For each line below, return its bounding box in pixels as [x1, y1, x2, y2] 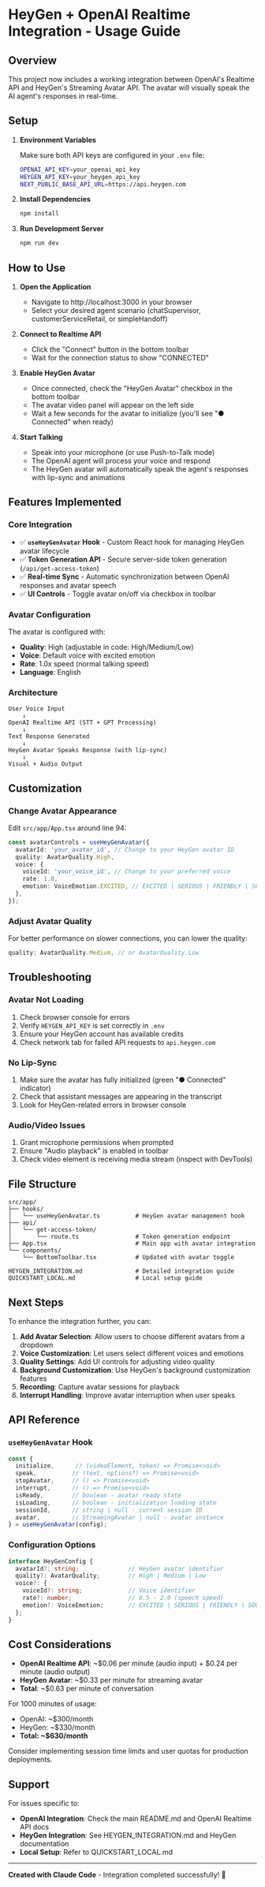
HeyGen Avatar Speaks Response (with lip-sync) [8, 747, 168, 755]
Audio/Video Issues [8, 1120, 86, 1131]
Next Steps [8, 1296, 64, 1309]
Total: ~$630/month [19, 1731, 88, 1740]
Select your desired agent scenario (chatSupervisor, [31, 306, 201, 315]
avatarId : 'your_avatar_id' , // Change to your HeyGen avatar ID [15, 845, 235, 853]
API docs [19, 1822, 50, 1832]
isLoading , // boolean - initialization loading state [15, 1498, 217, 1507]
